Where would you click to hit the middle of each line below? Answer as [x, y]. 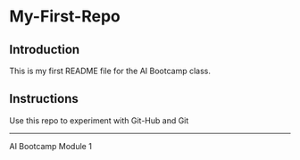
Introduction [45, 50]
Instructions [44, 99]
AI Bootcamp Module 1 [50, 146]
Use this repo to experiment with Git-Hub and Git [99, 120]
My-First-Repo [65, 17]
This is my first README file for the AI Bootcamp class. [110, 71]
